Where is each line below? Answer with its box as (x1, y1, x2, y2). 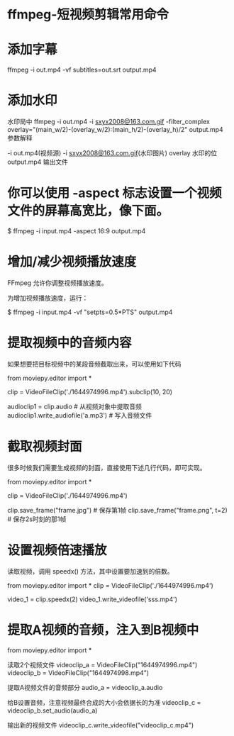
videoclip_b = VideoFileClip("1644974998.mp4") (7, 668, 150, 677)
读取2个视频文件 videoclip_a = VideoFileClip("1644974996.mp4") (7, 660, 198, 669)
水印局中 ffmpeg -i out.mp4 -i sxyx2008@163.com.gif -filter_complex (7, 118, 211, 126)
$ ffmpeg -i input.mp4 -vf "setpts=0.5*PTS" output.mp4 (7, 308, 173, 316)
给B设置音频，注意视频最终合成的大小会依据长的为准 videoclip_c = (7, 698, 201, 706)
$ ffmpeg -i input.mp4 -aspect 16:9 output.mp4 (7, 227, 146, 235)
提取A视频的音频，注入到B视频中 (7, 622, 199, 638)
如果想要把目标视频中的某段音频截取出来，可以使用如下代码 (7, 359, 182, 368)
